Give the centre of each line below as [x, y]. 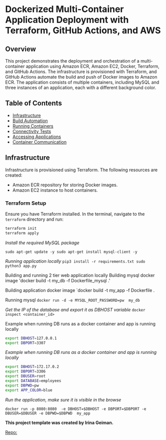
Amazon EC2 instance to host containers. [55, 190]
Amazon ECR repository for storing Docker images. [65, 185]
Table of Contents [34, 103]
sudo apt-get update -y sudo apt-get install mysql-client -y [71, 252]
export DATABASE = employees [33, 381]
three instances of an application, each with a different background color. [81, 88]
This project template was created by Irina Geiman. [59, 422]
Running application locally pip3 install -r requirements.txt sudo [75, 261]
